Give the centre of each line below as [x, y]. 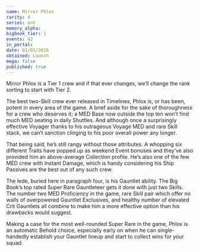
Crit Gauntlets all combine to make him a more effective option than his [93, 206]
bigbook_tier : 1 [26, 34]
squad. [15, 243]
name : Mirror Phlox [30, 12]
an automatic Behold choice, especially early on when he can [81, 230]
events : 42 [20, 39]
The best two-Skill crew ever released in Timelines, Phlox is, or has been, [96, 101]
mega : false [21, 61]
